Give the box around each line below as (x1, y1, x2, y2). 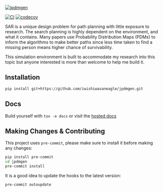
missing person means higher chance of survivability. (5, 45, 113, 50)
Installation (5, 73, 40, 82)
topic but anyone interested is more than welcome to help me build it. (5, 59, 144, 65)
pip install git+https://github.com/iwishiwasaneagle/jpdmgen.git (5, 86, 143, 91)
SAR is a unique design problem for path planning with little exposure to (5, 24, 150, 29)
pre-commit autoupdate (5, 182, 51, 187)
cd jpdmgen (5, 159, 27, 164)
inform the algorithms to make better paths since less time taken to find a (5, 39, 153, 45)
